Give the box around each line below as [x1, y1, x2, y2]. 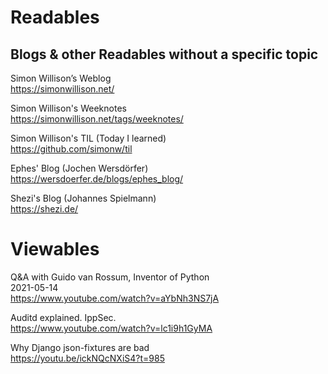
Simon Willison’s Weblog [10, 72, 112, 84]
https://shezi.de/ [10, 203, 79, 215]
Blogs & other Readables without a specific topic [10, 46, 319, 63]
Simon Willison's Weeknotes [10, 102, 127, 114]
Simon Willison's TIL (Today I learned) [10, 132, 167, 144]
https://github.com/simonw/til [10, 143, 133, 155]
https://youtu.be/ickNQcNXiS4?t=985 [10, 352, 165, 364]
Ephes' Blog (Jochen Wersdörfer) [10, 162, 149, 174]
